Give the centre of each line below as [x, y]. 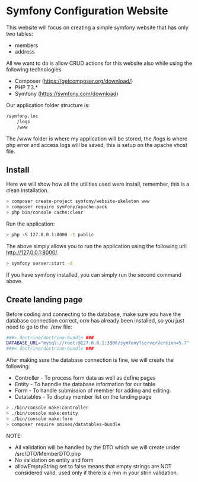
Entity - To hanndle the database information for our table [85, 384]
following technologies [34, 69]
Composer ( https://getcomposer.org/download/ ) [74, 81]
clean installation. [28, 190]
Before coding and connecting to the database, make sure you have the [94, 314]
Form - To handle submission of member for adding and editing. [93, 390]
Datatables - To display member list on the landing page [83, 397]
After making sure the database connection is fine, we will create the [90, 360]
